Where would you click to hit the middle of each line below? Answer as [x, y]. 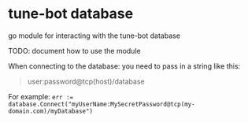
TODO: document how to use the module [74, 50]
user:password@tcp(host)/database [86, 81]
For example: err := [41, 96]
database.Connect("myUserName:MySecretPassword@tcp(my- [102, 104]
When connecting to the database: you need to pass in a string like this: [124, 66]
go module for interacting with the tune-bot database [94, 35]
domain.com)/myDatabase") [50, 111]
